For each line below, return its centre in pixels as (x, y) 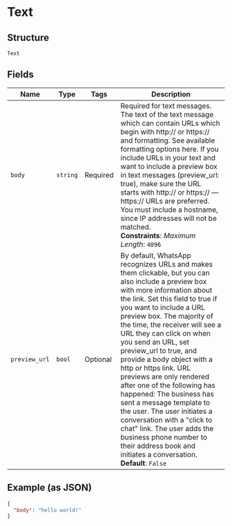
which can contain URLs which (171, 123)
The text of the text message (167, 114)
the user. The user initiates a (166, 411)
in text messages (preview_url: (170, 175)
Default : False (144, 463)
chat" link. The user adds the (167, 428)
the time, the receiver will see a (171, 325)
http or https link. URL (156, 368)
